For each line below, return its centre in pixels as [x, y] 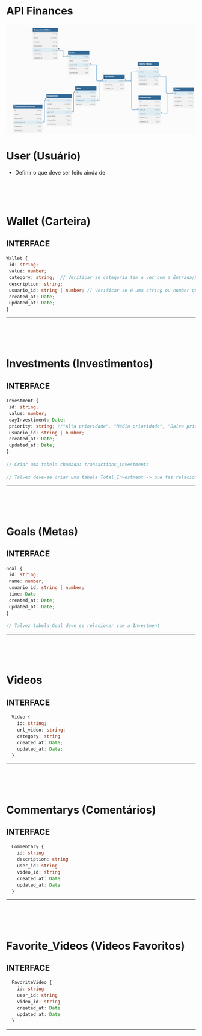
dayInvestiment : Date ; [37, 420]
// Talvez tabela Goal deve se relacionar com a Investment [83, 626]
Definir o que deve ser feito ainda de [60, 173]
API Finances [40, 11]
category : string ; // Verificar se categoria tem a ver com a [90, 277]
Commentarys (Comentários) [81, 810]
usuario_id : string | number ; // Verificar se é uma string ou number [99, 290]
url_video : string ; [41, 730]
